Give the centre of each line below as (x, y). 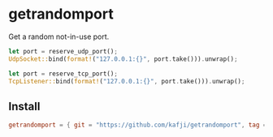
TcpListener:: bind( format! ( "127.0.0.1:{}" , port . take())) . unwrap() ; (127, 81)
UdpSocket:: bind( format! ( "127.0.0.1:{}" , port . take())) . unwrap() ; (123, 59)
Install (24, 106)
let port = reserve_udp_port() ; (63, 51)
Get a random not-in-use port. (59, 36)
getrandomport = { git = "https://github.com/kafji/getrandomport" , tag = (138, 125)
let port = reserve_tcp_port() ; (63, 74)
